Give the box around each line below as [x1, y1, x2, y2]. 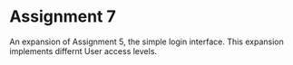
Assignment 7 [9, 6, 116, 27]
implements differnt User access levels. [9, 45, 157, 56]
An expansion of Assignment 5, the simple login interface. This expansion [9, 36, 284, 47]
